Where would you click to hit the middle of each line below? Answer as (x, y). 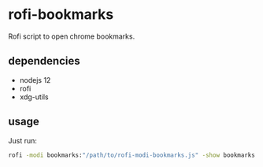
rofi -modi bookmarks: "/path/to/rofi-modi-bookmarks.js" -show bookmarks (132, 155)
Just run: (23, 140)
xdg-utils (34, 97)
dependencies (44, 61)
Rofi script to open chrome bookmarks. (72, 36)
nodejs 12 (35, 80)
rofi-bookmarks (61, 15)
